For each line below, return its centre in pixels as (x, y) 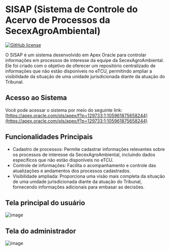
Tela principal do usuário (45, 202)
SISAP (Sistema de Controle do (72, 9)
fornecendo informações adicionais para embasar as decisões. (78, 187)
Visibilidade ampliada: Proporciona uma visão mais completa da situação (89, 176)
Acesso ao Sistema (36, 98)
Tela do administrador (41, 231)
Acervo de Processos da (58, 20)
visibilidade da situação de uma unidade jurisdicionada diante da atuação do (85, 76)
